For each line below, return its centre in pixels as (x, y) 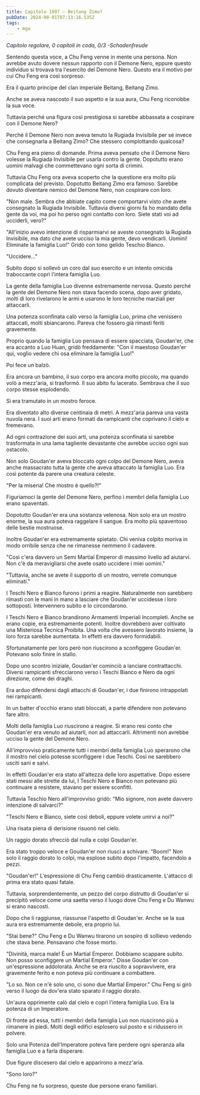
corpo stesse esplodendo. (38, 390)
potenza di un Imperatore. (38, 1009)
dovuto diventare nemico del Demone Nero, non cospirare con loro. (89, 190)
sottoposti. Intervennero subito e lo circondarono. (67, 606)
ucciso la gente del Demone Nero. (48, 739)
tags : (13, 23)
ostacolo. (18, 449)
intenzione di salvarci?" (35, 805)
